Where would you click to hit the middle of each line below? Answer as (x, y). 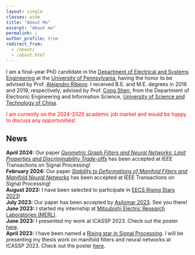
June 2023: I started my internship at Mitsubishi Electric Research (86, 209)
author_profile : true (32, 39)
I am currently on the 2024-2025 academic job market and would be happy (96, 114)
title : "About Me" (28, 22)
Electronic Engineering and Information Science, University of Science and (95, 97)
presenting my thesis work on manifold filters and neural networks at (88, 240)
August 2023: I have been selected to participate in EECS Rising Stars (91, 190)
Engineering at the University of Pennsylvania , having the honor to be (89, 78)
